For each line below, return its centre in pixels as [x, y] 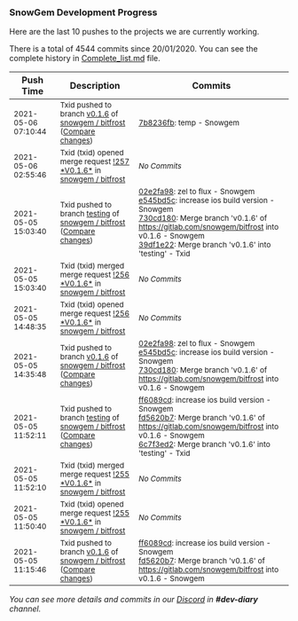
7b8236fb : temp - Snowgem [189, 123]
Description [95, 86]
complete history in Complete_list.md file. [85, 59]
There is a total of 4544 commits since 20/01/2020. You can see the [134, 49]
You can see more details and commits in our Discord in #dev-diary [134, 600]
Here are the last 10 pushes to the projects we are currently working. [134, 32]
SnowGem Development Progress [83, 12]
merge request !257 [95, 162]
